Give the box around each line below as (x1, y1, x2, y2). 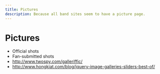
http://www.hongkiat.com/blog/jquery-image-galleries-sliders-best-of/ (12, 64, 155, 70)
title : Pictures (5, 7, 38, 12)
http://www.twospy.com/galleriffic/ (12, 59, 83, 64)
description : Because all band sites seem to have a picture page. (5, 12, 146, 16)
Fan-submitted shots (12, 54, 54, 59)
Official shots (12, 48, 39, 54)
